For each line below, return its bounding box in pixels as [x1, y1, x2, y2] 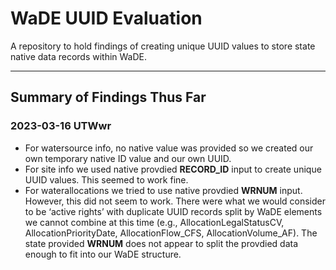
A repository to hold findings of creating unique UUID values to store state [10, 40, 316, 52]
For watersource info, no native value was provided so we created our [24, 142, 314, 154]
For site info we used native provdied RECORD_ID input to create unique [24, 163, 322, 175]
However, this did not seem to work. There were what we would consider [24, 195, 326, 207]
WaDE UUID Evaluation [10, 7, 203, 30]
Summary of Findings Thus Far [10, 89, 207, 106]
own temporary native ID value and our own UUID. [24, 152, 232, 164]
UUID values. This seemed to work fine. [24, 173, 189, 186]
